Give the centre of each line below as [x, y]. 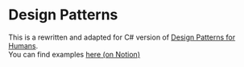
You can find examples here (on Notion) [74, 54]
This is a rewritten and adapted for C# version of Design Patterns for [122, 37]
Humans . [23, 45]
